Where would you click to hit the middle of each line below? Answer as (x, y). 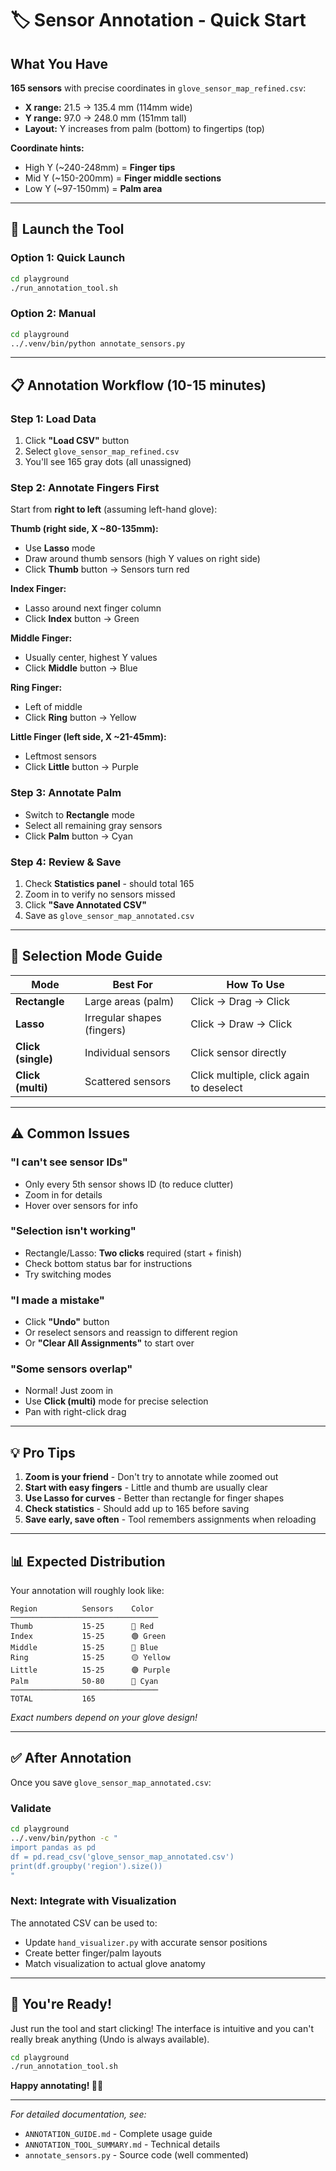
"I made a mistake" (57, 1300)
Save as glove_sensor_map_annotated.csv (109, 916)
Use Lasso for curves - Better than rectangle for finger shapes (154, 1498)
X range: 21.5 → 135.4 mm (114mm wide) (108, 107)
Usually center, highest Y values (91, 658)
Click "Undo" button (67, 1322)
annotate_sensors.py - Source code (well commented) (136, 2155)
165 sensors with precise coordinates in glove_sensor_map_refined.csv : (158, 88)
